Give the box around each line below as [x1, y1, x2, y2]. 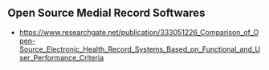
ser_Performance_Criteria [18, 52, 104, 62]
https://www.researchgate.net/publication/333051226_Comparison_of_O [18, 27, 259, 37]
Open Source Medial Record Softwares [7, 6, 206, 20]
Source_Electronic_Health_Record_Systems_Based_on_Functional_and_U [18, 44, 261, 54]
